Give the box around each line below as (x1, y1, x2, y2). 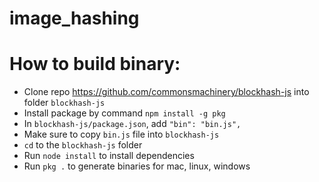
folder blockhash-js (23, 97, 106, 109)
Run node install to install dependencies (23, 150, 195, 162)
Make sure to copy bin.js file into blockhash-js (23, 128, 220, 141)
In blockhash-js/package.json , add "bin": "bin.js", (23, 118, 242, 130)
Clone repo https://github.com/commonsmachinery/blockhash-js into (23, 86, 310, 98)
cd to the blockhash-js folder (23, 139, 143, 151)
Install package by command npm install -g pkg (23, 107, 226, 119)
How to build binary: (9, 53, 181, 76)
